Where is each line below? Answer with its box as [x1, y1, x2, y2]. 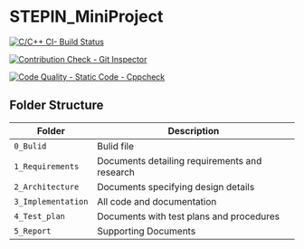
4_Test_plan [14, 211, 66, 221]
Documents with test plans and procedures [96, 210, 280, 223]
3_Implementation [14, 196, 89, 206]
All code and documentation [96, 195, 217, 207]
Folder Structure [9, 98, 104, 113]
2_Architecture [14, 181, 80, 192]
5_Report [14, 225, 52, 236]
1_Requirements [14, 161, 80, 171]
